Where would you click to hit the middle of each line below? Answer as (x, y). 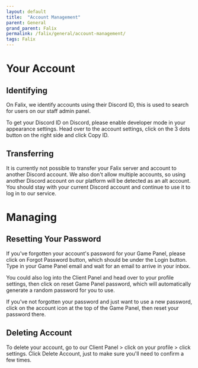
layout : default (26, 12)
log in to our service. (31, 193)
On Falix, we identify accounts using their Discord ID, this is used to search (98, 105)
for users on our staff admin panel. (48, 111)
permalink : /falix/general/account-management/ (66, 34)
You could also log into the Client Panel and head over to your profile (90, 277)
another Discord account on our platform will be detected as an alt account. (98, 180)
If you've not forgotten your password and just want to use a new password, (99, 302)
